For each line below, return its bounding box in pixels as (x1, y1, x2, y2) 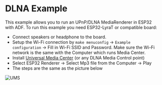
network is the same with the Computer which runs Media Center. (12, 50, 146, 56)
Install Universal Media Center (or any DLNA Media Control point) (12, 55, 145, 60)
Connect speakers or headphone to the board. (12, 34, 107, 40)
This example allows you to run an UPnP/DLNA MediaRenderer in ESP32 (5, 19, 152, 25)
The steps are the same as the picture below (12, 65, 103, 71)
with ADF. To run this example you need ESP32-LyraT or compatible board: (5, 24, 158, 30)
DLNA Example (5, 3, 67, 14)
